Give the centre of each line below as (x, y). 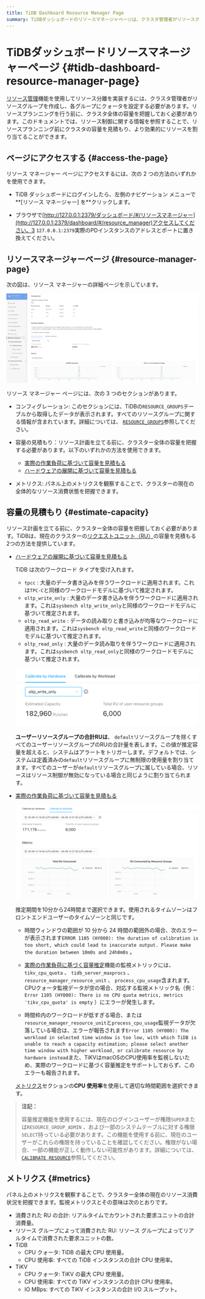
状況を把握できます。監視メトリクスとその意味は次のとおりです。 (88, 1202)
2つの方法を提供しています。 (42, 543)
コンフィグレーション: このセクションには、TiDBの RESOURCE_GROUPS (99, 407)
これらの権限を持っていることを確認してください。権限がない (115, 1142)
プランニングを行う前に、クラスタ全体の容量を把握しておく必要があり (110, 114)
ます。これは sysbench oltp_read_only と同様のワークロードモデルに (109, 651)
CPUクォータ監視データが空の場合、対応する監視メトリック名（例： (110, 988)
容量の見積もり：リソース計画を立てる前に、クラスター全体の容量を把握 (106, 443)
